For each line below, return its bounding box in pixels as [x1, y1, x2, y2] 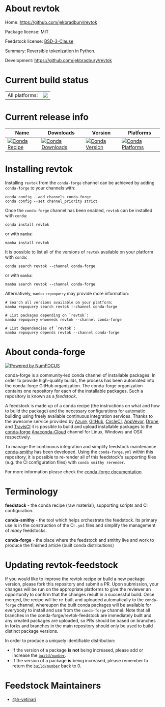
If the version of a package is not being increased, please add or [12, 647, 143, 653]
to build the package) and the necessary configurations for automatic [5, 408, 146, 414]
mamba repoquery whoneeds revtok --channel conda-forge [5, 317, 122, 322]
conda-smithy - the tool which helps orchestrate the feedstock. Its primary [5, 517, 158, 523]
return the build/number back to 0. [12, 663, 82, 669]
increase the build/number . [12, 652, 67, 658]
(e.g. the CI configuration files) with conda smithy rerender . [5, 459, 125, 465]
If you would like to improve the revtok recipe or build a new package [5, 576, 145, 582]
